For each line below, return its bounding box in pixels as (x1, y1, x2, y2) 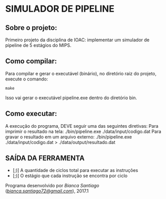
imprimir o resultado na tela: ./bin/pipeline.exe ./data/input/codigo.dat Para (5, 128, 161, 134)
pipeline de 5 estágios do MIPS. (5, 42, 72, 48)
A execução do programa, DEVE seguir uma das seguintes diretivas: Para (5, 123, 159, 129)
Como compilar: (5, 57, 57, 66)
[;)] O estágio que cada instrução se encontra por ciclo (12, 173, 128, 179)
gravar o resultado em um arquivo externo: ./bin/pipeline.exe (5, 133, 132, 140)
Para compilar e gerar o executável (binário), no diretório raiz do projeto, (5, 70, 157, 76)
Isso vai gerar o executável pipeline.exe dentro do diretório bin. (5, 95, 137, 101)
